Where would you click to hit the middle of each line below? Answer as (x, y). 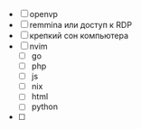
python (45, 106)
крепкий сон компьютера (79, 36)
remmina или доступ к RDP (81, 25)
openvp (44, 14)
